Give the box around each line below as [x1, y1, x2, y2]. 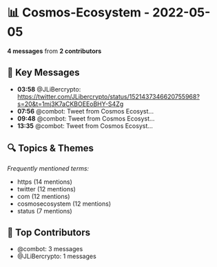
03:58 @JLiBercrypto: [17, 85, 81, 93]
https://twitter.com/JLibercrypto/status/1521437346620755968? [17, 92, 200, 100]
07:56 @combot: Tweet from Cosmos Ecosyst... [17, 107, 154, 115]
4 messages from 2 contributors [7, 47, 102, 55]
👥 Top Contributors [7, 226, 91, 238]
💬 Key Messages [7, 67, 81, 78]
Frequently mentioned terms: [7, 164, 90, 172]
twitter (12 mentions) [17, 184, 76, 193]
